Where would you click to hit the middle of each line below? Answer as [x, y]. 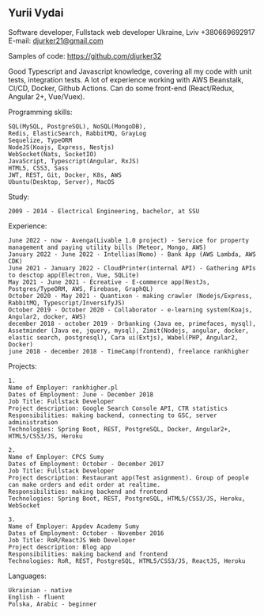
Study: [19, 197]
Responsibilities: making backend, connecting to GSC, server [113, 415]
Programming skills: [40, 112]
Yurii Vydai [36, 13]
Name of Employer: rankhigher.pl [63, 388]
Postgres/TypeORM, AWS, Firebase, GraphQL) [81, 289]
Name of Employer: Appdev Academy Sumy [74, 526]
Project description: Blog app [60, 547]
